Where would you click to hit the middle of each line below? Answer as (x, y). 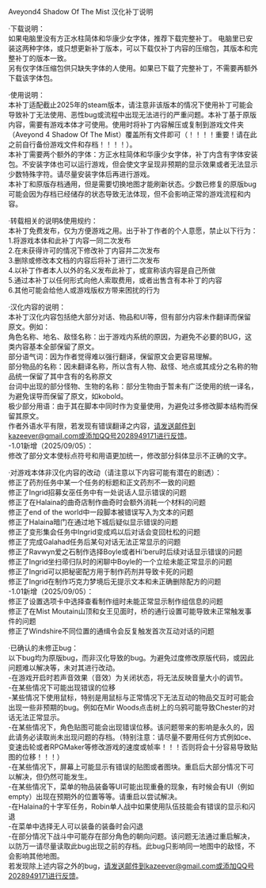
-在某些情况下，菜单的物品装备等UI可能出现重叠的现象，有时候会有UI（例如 (131, 787)
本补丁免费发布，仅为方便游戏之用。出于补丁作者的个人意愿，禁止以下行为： (133, 231)
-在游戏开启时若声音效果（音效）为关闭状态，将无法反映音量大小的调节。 (128, 677)
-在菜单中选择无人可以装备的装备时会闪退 (76, 826)
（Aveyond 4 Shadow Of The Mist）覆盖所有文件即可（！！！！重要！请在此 (133, 134)
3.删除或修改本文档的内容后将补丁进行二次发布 (84, 260)
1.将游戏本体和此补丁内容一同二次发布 (70, 241)
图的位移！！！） (36, 757)
